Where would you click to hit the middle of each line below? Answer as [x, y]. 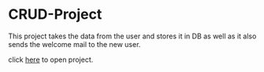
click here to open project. [51, 59]
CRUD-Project [55, 14]
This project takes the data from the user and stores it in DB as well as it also [132, 36]
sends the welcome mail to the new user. [74, 44]
